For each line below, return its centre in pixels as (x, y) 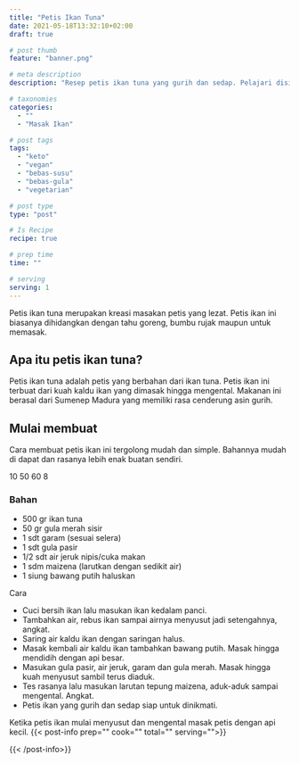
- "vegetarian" (45, 190)
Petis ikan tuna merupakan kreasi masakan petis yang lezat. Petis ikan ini (143, 312)
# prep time (31, 255)
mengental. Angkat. (58, 696)
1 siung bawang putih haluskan (79, 576)
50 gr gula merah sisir (62, 528)
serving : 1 (29, 287)
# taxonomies (33, 99)
